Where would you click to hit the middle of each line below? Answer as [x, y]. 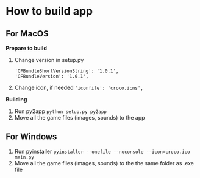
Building [16, 99]
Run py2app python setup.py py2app [61, 111]
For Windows [31, 137]
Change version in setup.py [49, 60]
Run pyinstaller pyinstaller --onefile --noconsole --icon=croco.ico [102, 151]
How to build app [49, 11]
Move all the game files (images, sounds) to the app [80, 118]
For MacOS [27, 34]
